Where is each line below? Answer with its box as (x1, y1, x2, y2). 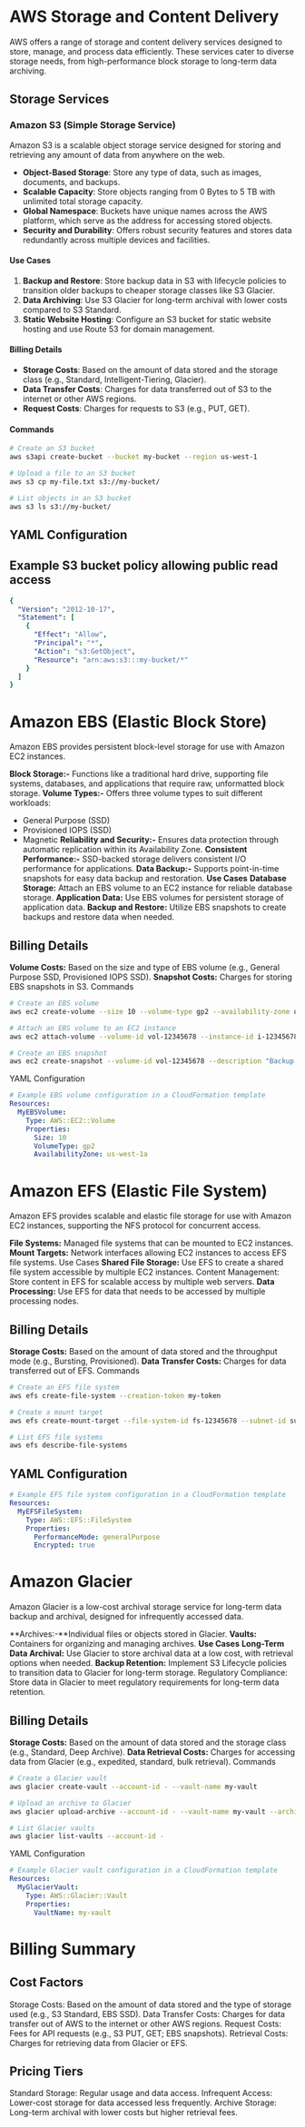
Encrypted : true (33, 1541, 95, 1550)
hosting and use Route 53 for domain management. (22, 323, 215, 334)
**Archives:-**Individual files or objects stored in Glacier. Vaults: (9, 1629, 257, 1640)
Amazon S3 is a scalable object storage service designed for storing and (9, 139, 281, 151)
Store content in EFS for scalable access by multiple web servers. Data (9, 1276, 275, 1287)
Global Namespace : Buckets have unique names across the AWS (22, 205, 268, 216)
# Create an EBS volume (9, 999, 100, 1009)
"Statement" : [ (17, 613, 75, 623)
